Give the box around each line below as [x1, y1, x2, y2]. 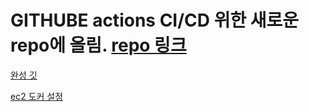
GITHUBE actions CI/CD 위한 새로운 [10, 9, 300, 32]
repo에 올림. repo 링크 [10, 34, 187, 57]
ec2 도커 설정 [10, 90, 64, 102]
